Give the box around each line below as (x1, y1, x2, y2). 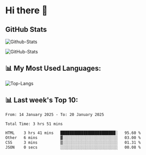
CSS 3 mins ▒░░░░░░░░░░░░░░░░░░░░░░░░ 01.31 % (5, 140, 141, 145)
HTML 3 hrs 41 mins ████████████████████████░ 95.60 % (5, 130, 141, 135)
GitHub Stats (5, 25, 47, 34)
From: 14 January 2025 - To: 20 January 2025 (5, 112, 104, 117)
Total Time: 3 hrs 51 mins (5, 121, 63, 126)
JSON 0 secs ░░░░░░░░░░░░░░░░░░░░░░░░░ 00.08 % (5, 145, 141, 150)
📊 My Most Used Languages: (5, 64, 101, 73)
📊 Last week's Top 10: (5, 96, 78, 105)
